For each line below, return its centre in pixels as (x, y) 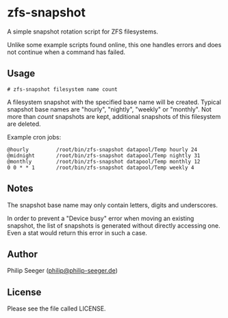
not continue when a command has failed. (66, 52)
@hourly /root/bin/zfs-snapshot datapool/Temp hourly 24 (102, 149)
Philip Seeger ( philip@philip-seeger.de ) (63, 271)
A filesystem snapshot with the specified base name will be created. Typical (114, 102)
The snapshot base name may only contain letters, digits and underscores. (112, 205)
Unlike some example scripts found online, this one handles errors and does (114, 44)
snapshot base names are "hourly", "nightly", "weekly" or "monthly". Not (110, 109)
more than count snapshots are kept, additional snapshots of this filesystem (114, 116)
